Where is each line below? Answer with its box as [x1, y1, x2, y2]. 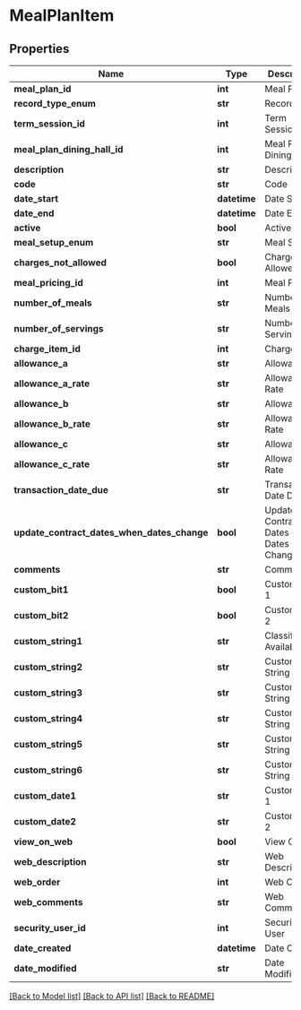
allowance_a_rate [13, 377, 90, 390]
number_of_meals [13, 297, 92, 309]
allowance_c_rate [13, 458, 90, 470]
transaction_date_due [13, 484, 109, 496]
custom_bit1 [13, 583, 69, 596]
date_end [13, 207, 55, 220]
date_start [13, 193, 59, 204]
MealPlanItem [9, 5, 115, 26]
